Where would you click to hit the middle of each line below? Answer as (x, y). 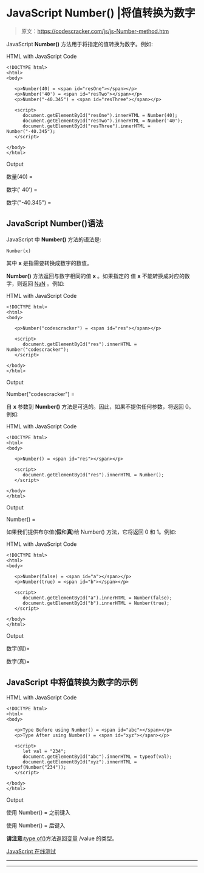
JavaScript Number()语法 (55, 224)
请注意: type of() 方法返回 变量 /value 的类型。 (62, 838)
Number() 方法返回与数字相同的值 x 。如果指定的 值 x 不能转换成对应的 (96, 276)
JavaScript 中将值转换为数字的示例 (72, 683)
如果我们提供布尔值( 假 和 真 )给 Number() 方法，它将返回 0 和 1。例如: (91, 532)
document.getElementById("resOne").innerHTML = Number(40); (100, 115)
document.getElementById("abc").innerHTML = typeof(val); (97, 757)
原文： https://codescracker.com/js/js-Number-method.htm (95, 31)
